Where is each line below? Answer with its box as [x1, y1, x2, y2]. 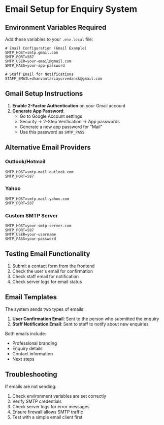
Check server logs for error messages [12, 403, 90, 409]
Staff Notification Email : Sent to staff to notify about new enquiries [12, 321, 149, 327]
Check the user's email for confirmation [12, 268, 93, 274]
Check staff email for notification [12, 273, 79, 279]
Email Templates [5, 293, 57, 301]
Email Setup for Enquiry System [5, 3, 137, 15]
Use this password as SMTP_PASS [19, 129, 85, 135]
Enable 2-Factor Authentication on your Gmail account [12, 102, 126, 108]
